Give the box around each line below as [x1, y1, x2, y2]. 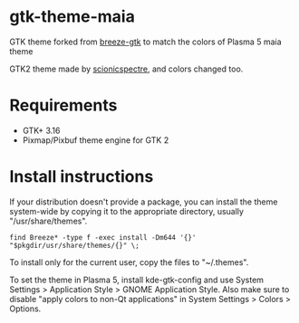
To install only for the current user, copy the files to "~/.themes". [9, 256, 249, 268]
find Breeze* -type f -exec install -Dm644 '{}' [9, 233, 197, 242]
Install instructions [9, 166, 154, 187]
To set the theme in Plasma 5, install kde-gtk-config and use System [9, 274, 265, 285]
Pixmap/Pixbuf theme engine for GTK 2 [22, 134, 169, 146]
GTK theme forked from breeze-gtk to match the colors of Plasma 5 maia [9, 36, 283, 47]
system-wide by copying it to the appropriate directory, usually [9, 205, 245, 216]
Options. [9, 303, 42, 314]
